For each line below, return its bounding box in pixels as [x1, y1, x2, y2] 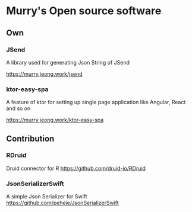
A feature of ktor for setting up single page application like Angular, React [6, 99, 186, 106]
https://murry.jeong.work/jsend [6, 70, 83, 78]
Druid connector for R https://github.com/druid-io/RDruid [6, 165, 146, 172]
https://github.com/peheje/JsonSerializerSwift [6, 200, 119, 207]
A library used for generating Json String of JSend [6, 59, 130, 66]
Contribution [6, 133, 55, 143]
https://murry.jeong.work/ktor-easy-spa [6, 117, 104, 124]
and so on [6, 105, 31, 112]
